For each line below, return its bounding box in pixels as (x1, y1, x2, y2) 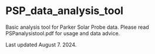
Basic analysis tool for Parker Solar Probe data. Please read (5, 23, 149, 31)
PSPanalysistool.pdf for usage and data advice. (5, 29, 120, 36)
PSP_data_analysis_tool (5, 4, 124, 18)
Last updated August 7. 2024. (5, 41, 77, 48)
